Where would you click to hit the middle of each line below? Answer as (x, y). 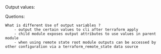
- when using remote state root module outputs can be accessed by (85, 42)
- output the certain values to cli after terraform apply (76, 30)
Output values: (20, 7)
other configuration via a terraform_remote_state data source (72, 47)
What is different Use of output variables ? (53, 25)
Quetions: (15, 16)
